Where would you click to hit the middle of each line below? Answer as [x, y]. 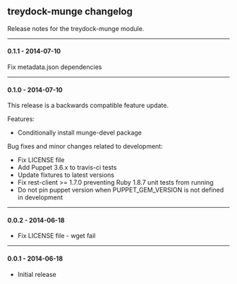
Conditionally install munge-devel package [80, 132]
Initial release [37, 274]
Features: [21, 119]
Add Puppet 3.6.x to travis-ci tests [67, 168]
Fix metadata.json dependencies [55, 67]
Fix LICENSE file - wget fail [56, 236]
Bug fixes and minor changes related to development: [85, 147]
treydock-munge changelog [70, 12]
